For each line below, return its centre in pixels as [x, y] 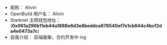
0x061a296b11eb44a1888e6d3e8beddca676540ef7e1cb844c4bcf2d [87, 26]
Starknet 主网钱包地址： [35, 20]
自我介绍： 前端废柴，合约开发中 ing [48, 37]
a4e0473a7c [24, 31]
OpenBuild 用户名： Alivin [37, 14]
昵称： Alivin [23, 7]
